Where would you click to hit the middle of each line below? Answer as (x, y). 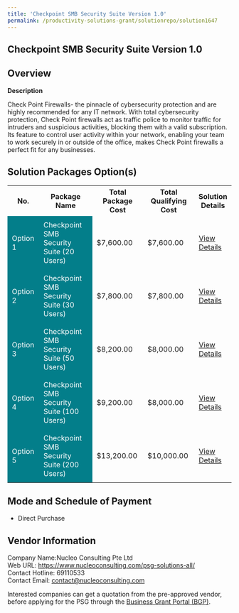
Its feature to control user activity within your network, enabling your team (116, 134)
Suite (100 (61, 411)
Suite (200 (61, 465)
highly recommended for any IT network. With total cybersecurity (103, 112)
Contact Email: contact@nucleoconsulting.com (76, 580)
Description (25, 90)
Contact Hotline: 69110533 (46, 573)
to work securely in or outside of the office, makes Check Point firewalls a (116, 142)
